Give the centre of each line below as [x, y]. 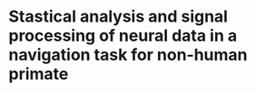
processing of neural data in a [123, 36]
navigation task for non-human [128, 55]
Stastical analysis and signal [118, 17]
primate [39, 74]
